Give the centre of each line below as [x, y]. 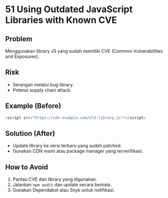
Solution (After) [30, 133]
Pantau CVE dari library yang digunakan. [55, 179]
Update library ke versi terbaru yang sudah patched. [67, 146]
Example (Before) [33, 106]
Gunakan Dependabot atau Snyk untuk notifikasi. [64, 190]
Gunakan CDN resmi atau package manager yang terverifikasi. [78, 151]
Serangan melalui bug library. [43, 84]
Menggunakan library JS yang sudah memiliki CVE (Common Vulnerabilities [84, 51]
